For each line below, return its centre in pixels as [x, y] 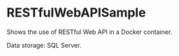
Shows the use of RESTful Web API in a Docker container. [89, 32]
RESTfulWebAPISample [76, 13]
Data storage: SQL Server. [44, 45]
